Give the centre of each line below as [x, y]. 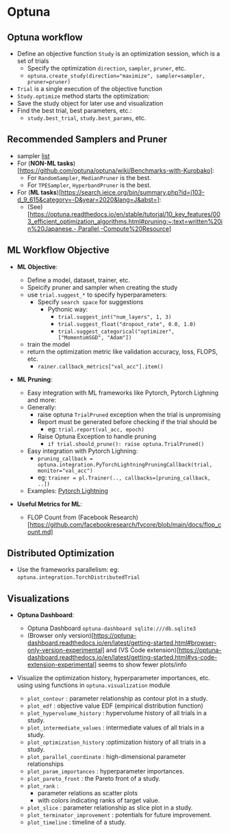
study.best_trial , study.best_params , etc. [87, 118]
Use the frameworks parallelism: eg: [68, 570]
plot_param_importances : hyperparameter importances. [106, 771]
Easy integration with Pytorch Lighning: [82, 451]
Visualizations [38, 598]
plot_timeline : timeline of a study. [77, 822]
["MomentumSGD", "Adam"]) [95, 337]
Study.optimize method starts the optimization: [84, 96]
